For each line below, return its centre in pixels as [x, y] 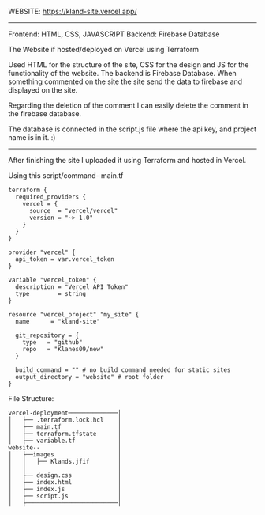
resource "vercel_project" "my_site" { [74, 315]
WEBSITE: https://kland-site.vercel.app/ [73, 11]
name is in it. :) [32, 137]
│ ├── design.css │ [65, 475]
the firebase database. [45, 114]
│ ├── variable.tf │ [65, 441]
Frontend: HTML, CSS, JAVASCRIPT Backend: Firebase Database [114, 34]
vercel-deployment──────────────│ [65, 413]
